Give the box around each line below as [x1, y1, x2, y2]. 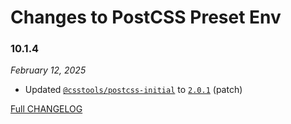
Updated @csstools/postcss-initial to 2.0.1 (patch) [24, 84, 243, 96]
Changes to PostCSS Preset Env [10, 6, 282, 29]
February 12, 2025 [10, 64, 87, 76]
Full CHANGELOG [10, 103, 83, 115]
